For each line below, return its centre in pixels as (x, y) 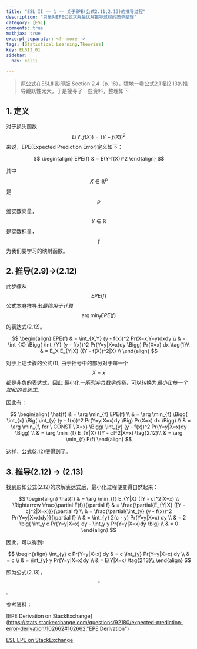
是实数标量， (21, 231)
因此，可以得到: (25, 543)
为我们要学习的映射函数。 (37, 251)
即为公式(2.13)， (26, 573)
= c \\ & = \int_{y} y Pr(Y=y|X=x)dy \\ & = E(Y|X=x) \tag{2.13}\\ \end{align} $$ (99, 560)
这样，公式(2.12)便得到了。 (39, 451)
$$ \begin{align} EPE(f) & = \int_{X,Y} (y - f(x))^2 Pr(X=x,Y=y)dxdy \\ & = (99, 338)
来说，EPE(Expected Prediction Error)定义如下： (65, 147)
